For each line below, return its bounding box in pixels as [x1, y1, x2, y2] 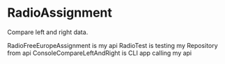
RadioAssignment [7, 5, 113, 21]
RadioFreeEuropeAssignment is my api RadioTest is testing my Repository [7, 41, 218, 49]
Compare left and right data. [7, 28, 88, 36]
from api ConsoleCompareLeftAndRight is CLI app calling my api [7, 49, 192, 57]
